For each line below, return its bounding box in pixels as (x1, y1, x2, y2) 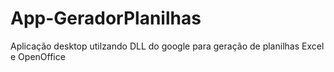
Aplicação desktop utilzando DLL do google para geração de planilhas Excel (10, 40, 325, 52)
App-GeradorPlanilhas (10, 7, 202, 30)
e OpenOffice (10, 50, 66, 62)
